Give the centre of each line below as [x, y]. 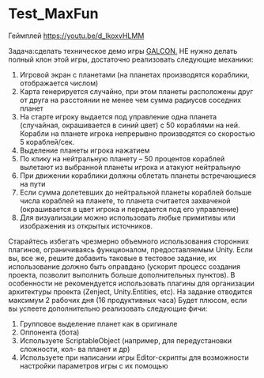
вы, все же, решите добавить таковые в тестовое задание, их [113, 258]
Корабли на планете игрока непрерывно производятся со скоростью [137, 133]
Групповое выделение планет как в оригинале [98, 323]
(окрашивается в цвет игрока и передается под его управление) [129, 209]
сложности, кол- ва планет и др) [75, 349]
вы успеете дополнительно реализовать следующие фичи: [108, 308]
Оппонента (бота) [49, 332]
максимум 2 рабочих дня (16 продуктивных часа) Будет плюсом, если [128, 300]
